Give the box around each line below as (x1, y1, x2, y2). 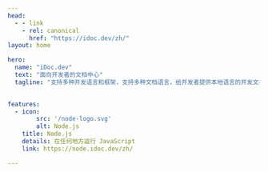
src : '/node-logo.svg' (36, 115, 112, 123)
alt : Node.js (36, 122, 80, 130)
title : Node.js (22, 130, 73, 138)
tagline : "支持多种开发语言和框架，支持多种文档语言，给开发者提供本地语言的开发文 (14, 78, 259, 86)
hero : (7, 56, 26, 64)
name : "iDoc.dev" (14, 63, 73, 72)
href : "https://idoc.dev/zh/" (28, 34, 130, 42)
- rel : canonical (22, 26, 80, 34)
